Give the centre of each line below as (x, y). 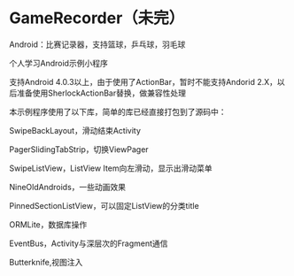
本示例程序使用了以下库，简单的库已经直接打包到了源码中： (118, 111)
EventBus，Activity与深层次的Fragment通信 (89, 243)
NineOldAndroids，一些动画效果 (68, 187)
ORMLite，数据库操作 (48, 224)
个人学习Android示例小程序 (58, 63)
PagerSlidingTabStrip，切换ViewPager (79, 149)
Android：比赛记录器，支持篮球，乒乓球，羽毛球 (97, 44)
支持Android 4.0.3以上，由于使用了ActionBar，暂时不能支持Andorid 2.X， (143, 81)
